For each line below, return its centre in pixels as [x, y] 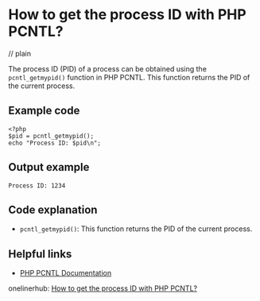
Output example [49, 167]
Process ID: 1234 [37, 185]
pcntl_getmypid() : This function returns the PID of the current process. [136, 229]
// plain [20, 53]
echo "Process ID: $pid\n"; [55, 143]
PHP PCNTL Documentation [66, 273]
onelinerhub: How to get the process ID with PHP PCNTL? [103, 288]
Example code [44, 111]
